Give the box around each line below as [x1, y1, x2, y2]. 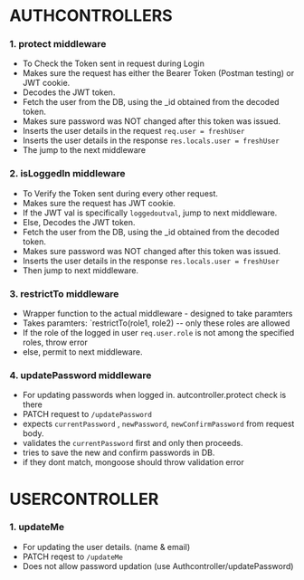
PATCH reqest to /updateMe [22, 551, 124, 562]
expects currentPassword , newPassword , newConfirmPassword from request [22, 418, 295, 430]
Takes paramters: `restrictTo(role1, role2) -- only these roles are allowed [22, 318, 290, 328]
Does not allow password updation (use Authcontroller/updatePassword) [22, 560, 294, 571]
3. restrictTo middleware [9, 287, 119, 300]
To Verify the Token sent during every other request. [22, 187, 219, 199]
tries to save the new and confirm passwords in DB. [22, 447, 215, 458]
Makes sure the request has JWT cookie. [22, 197, 176, 208]
